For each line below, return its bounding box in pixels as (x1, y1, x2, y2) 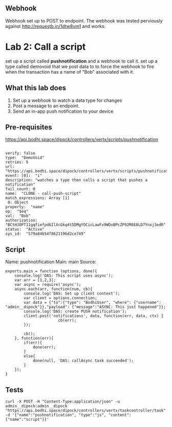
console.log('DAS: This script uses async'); (14, 273, 114, 278)
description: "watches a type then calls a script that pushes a (5, 177, 147, 183)
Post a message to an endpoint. (12, 102, 80, 109)
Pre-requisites (5, 123, 52, 131)
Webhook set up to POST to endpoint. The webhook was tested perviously (5, 17, 163, 24)
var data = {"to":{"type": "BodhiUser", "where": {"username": (24, 300, 161, 305)
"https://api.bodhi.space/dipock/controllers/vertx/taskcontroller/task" (5, 408, 166, 413)
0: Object (7, 200, 29, 205)
